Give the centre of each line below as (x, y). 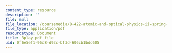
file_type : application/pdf (35, 29)
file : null (17, 19)
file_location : (21, 24)
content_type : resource (31, 10)
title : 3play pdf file (29, 38)
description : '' (23, 15)
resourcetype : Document (31, 33)
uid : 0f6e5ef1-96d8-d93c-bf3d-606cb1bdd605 (52, 43)
